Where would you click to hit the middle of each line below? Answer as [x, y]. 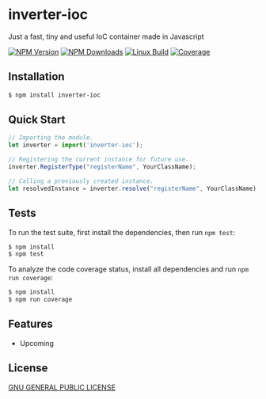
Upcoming [36, 343]
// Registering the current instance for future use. [99, 160]
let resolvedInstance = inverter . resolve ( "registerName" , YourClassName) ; [134, 188]
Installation [36, 77]
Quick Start [37, 120]
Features [30, 324]
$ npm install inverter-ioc [55, 95]
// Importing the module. [51, 138]
